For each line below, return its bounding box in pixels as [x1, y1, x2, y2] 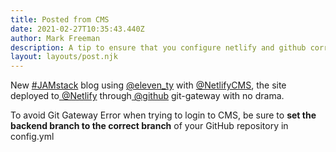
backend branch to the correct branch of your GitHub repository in [10, 120, 289, 132]
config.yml [10, 131, 55, 143]
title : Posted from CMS [10, 14, 110, 25]
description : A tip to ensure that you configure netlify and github [10, 42, 307, 53]
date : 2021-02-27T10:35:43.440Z [10, 24, 145, 34]
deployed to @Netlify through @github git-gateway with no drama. [10, 90, 285, 102]
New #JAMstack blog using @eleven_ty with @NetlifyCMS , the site [10, 79, 287, 91]
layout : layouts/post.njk [10, 52, 118, 62]
